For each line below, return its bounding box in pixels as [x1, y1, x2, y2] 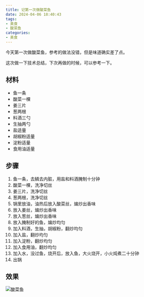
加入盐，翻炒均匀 [12, 231, 48, 237]
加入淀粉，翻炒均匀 [12, 238, 53, 244]
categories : [5, 30, 30, 35]
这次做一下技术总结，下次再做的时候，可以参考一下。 [5, 60, 115, 66]
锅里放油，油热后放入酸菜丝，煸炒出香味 [12, 201, 96, 207]
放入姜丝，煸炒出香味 [12, 207, 57, 213]
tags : [5, 16, 17, 21]
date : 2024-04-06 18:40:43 [5, 12, 62, 17]
